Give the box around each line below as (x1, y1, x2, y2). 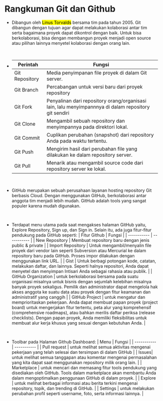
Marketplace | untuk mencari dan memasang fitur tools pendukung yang (11, 365, 157, 370)
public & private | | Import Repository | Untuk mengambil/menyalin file (11, 242, 152, 248)
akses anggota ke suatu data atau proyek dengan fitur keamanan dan (11, 289, 151, 295)
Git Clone (14, 120, 36, 127)
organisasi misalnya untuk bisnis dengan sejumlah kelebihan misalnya (11, 278, 152, 284)
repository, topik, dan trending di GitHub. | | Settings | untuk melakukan (11, 385, 154, 391)
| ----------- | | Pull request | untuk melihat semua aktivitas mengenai (11, 344, 151, 350)
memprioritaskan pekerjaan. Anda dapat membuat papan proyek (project (11, 299, 158, 305)
